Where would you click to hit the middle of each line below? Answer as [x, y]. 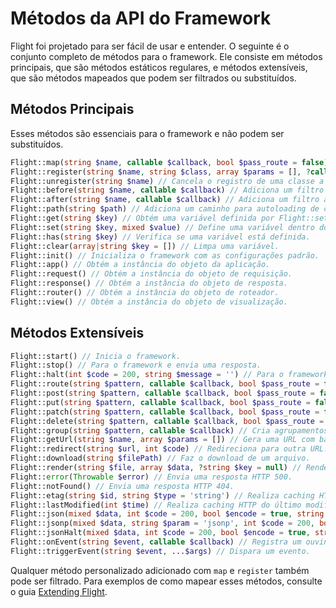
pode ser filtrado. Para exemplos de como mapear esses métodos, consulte [166, 581]
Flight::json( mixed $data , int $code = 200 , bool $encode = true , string [167, 514]
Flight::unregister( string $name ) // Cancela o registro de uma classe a [167, 181]
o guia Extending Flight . [59, 591]
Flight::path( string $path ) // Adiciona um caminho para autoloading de [165, 209]
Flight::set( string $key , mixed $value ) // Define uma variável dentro [162, 227]
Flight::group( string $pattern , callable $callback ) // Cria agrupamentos [169, 430]
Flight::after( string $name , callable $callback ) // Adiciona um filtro [165, 200]
